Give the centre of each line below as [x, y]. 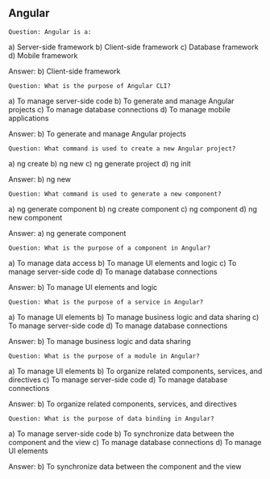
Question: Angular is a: [50, 32]
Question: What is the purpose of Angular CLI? [90, 86]
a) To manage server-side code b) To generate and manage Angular [122, 101]
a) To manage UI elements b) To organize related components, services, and [135, 371]
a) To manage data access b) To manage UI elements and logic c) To [123, 263]
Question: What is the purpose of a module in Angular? [104, 356]
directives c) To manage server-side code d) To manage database [118, 380]
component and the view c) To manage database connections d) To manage [135, 442]
